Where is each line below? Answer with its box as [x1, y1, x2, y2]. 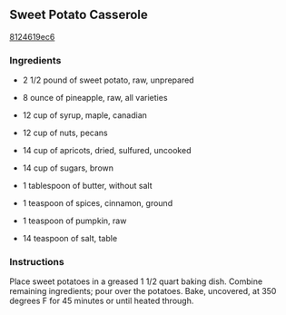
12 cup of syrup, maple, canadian [22, 110, 148, 121]
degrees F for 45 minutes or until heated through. [9, 295, 194, 307]
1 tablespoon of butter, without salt [22, 181, 153, 192]
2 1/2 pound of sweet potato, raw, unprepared [22, 74, 194, 85]
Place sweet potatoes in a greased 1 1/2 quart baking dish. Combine [9, 276, 263, 287]
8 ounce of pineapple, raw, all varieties [22, 93, 168, 103]
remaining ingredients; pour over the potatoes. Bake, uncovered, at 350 [9, 286, 277, 297]
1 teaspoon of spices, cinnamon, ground [22, 198, 173, 209]
